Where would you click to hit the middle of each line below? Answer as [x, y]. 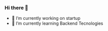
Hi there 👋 [17, 8]
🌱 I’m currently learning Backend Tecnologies [57, 23]
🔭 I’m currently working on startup [46, 18]
